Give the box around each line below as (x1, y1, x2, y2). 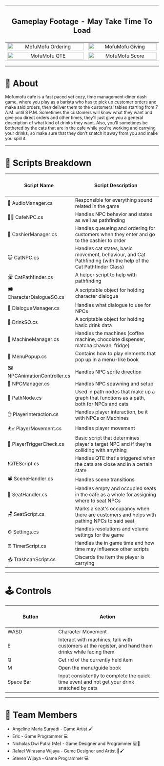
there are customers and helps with (75, 511, 156, 518)
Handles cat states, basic (75, 245, 133, 252)
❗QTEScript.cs (7, 460, 40, 467)
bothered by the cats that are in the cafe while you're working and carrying (5, 125, 156, 131)
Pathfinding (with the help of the (75, 257, 149, 264)
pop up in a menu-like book (75, 356, 139, 363)
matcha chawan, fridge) (75, 342, 130, 349)
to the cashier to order (75, 237, 126, 244)
